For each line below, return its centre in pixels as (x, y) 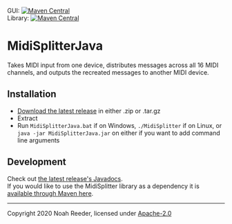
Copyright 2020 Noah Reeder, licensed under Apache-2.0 (89, 213)
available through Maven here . (50, 193)
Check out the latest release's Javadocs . (65, 178)
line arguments (38, 140)
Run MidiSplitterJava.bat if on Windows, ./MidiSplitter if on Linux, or (119, 125)
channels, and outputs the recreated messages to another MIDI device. (108, 72)
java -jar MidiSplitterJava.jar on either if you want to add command (119, 133)
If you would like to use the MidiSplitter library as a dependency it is (104, 186)
